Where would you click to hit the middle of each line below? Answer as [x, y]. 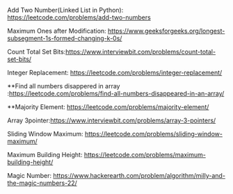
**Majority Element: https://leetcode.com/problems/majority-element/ [108, 107]
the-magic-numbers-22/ [42, 183]
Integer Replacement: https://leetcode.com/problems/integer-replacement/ [115, 73]
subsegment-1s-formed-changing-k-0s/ [65, 38]
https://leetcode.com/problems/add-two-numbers [79, 17]
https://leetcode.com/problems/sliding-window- [153, 134]
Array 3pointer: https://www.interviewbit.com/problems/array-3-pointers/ [112, 120]
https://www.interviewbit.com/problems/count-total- [140, 52]
